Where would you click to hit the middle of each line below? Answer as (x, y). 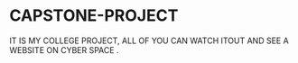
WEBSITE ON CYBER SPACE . (64, 49)
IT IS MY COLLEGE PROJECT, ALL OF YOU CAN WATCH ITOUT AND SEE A (149, 40)
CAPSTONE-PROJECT (94, 16)
